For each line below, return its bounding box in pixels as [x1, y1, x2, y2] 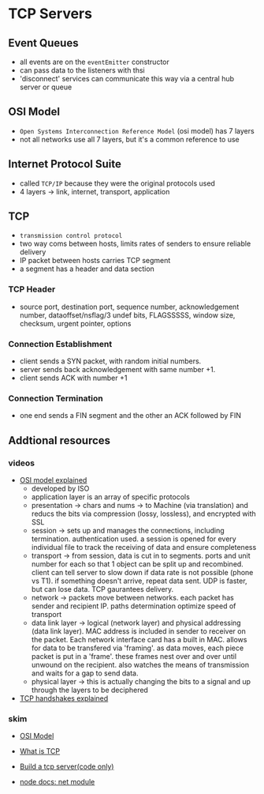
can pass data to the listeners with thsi [19, 66, 145, 75]
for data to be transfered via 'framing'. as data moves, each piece [31, 643, 244, 653]
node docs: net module [19, 777, 95, 787]
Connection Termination [8, 393, 104, 404]
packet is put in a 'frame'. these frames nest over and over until [31, 652, 237, 661]
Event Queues [8, 36, 79, 50]
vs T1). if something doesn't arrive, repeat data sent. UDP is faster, [31, 576, 247, 585]
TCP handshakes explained [19, 694, 109, 703]
